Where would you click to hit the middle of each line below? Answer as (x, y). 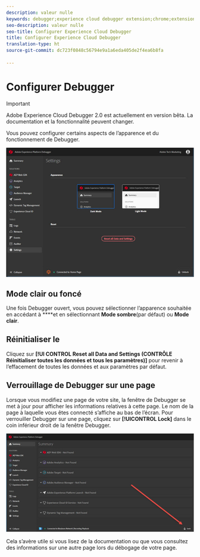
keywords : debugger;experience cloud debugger (65, 19)
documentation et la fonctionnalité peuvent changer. (70, 121)
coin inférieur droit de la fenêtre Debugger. (59, 425)
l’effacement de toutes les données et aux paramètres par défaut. (86, 367)
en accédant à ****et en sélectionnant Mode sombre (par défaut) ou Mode (98, 314)
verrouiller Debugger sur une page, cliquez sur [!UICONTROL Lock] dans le (99, 418)
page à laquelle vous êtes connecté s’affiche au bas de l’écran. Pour (90, 413)
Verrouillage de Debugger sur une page (81, 385)
